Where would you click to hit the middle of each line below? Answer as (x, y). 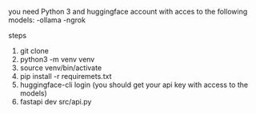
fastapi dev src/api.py (56, 102)
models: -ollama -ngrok (47, 20)
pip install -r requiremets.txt (66, 76)
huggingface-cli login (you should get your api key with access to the (134, 85)
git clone (34, 51)
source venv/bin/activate (61, 68)
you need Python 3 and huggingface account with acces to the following (128, 12)
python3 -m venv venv (57, 59)
